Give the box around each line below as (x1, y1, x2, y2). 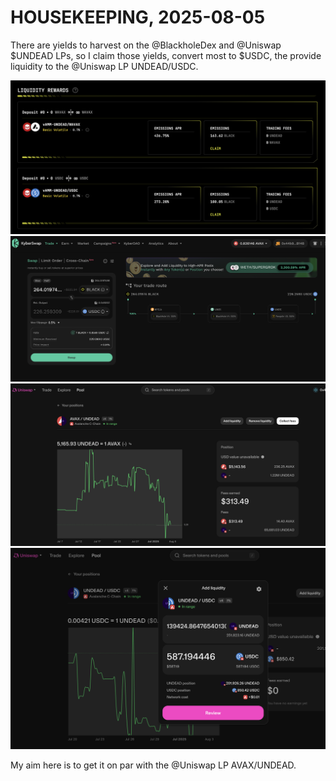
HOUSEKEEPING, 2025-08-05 (10, 6, 266, 29)
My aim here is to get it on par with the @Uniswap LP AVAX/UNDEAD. (10, 759, 297, 771)
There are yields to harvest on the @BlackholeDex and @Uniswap (10, 39, 282, 51)
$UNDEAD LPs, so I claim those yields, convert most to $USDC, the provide (10, 49, 322, 61)
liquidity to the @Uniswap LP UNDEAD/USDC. (10, 60, 199, 72)
